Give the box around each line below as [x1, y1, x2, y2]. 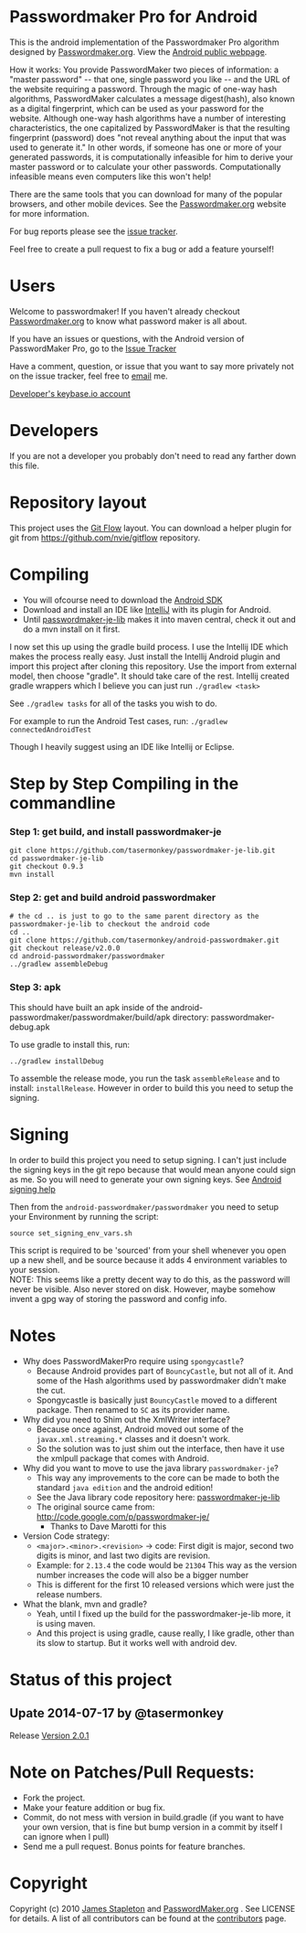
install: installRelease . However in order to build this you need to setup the [9, 1082, 294, 1094]
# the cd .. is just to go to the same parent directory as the [9, 912, 259, 921]
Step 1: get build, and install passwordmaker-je [9, 825, 222, 838]
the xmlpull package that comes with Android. [36, 1452, 210, 1464]
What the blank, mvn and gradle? [22, 1598, 148, 1609]
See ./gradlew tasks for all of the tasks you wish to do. [9, 698, 217, 709]
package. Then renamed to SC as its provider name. [36, 1404, 230, 1415]
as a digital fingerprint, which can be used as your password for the [9, 102, 265, 113]
